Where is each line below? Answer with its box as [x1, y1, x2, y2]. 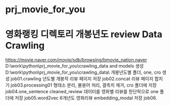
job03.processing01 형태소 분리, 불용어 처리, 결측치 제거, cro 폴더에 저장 [10, 82, 157, 88]
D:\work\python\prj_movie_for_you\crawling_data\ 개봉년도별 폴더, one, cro [5, 69, 161, 75]
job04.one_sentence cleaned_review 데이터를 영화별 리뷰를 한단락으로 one [5, 89, 159, 95]
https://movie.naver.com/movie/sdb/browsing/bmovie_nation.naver [5, 57, 147, 63]
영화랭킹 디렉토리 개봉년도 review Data [5, 29, 163, 40]
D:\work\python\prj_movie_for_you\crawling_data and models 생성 [5, 63, 144, 69]
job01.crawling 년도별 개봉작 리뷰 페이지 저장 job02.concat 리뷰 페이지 [10, 76, 154, 82]
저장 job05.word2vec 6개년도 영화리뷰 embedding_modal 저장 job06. [14, 95, 157, 101]
